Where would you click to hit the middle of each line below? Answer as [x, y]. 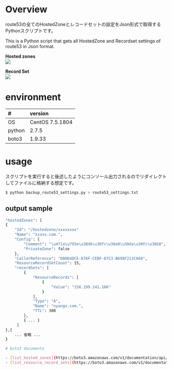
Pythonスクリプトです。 [31, 30]
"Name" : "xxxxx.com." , [39, 235]
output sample [29, 209]
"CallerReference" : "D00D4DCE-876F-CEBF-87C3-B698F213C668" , [81, 258]
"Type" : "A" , [46, 301]
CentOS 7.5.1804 [51, 122]
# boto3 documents [25, 349]
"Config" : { [27, 239]
